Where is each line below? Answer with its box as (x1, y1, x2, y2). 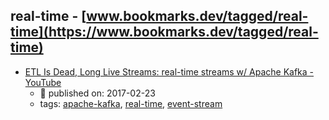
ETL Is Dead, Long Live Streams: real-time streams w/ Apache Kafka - (24, 65, 315, 78)
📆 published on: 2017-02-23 (39, 87, 156, 99)
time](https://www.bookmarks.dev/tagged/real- (10, 24, 319, 41)
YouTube (24, 76, 62, 88)
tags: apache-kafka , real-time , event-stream (39, 97, 223, 109)
